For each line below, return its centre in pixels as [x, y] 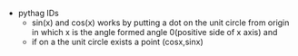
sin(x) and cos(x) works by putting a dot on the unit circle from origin [160, 23]
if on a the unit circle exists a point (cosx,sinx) [118, 42]
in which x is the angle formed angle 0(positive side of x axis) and [154, 32]
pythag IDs [38, 13]
